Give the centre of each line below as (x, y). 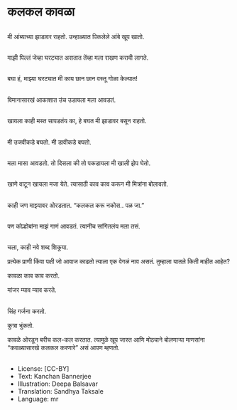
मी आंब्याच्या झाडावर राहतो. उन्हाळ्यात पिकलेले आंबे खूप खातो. (76, 36)
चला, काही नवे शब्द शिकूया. (38, 247)
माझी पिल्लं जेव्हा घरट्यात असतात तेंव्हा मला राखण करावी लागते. (78, 58)
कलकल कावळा (41, 12)
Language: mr (38, 399)
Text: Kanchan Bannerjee (54, 377)
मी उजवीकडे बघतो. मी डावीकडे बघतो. (49, 142)
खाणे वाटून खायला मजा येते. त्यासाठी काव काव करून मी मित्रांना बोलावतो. (88, 184)
